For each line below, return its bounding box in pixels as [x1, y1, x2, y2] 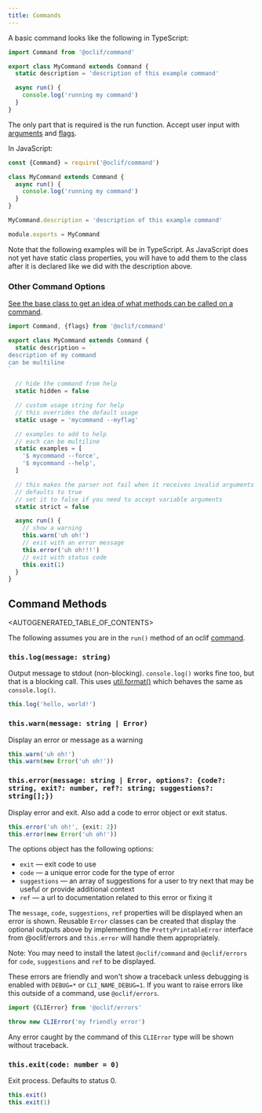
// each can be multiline [15, 438, 100, 445]
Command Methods [8, 597, 107, 610]
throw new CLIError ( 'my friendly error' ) [8, 1018, 146, 1026]
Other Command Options [8, 280, 106, 291]
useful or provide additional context [19, 884, 135, 894]
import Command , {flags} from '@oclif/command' [8, 323, 167, 331]
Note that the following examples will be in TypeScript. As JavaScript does [8, 244, 249, 254]
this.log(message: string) [8, 653, 111, 662]
